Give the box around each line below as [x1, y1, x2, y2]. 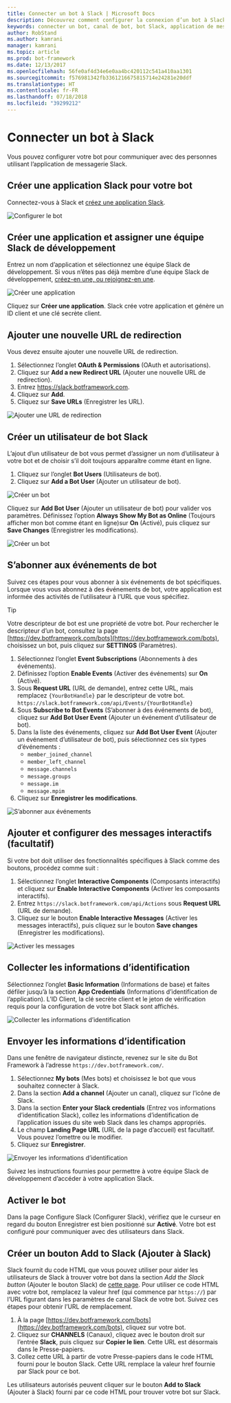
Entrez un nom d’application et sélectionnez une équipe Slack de [7, 260, 190, 269]
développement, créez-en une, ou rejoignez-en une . [7, 275, 156, 284]
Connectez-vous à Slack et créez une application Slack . [7, 198, 166, 206]
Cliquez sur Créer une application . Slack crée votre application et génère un [7, 302, 224, 311]
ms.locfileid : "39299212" [7, 100, 81, 107]
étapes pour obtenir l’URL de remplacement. [7, 1302, 133, 1311]
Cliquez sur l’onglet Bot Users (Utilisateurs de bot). [16, 470, 162, 478]
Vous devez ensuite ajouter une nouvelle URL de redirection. [7, 348, 179, 356]
